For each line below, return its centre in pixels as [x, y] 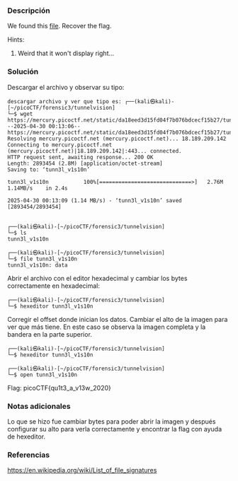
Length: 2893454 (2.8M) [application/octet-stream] [85, 163]
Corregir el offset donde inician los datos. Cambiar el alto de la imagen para [118, 319]
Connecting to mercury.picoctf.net [60, 145]
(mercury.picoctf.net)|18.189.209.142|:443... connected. [95, 151]
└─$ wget [20, 114]
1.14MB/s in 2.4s [38, 188]
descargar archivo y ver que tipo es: [64, 101]
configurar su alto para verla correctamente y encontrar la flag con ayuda [114, 429]
